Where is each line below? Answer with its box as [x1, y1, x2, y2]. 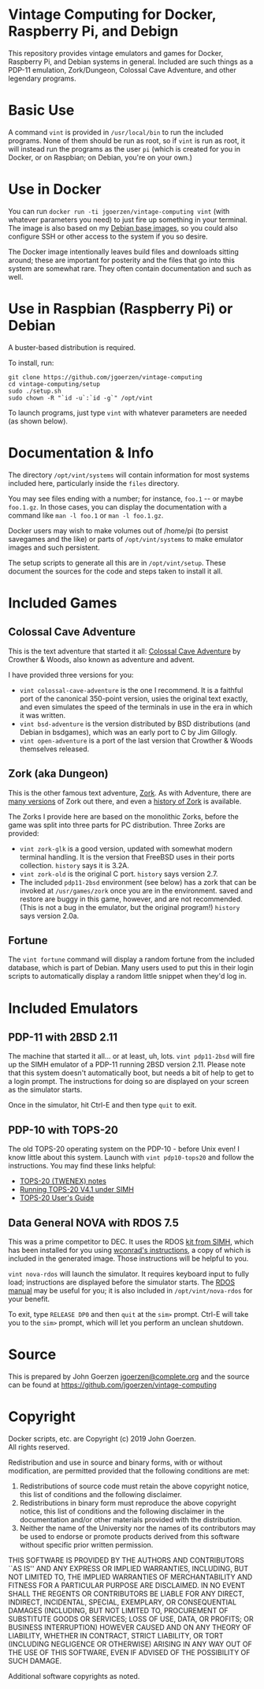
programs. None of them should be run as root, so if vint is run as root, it [8, 136, 246, 145]
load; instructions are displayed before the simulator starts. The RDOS [8, 1277, 235, 1287]
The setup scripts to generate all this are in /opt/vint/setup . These [8, 558, 226, 567]
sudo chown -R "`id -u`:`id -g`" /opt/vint [8, 393, 154, 402]
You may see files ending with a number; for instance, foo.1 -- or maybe [8, 494, 244, 503]
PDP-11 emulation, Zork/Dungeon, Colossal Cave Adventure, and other [8, 65, 236, 74]
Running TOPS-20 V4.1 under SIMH [19, 1185, 134, 1194]
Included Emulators [8, 999, 139, 1017]
